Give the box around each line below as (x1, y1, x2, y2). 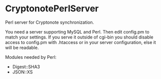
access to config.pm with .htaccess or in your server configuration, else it (5, 39, 157, 45)
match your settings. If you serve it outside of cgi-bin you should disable (5, 34, 154, 40)
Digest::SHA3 (12, 64, 40, 70)
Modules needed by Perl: (5, 54, 57, 60)
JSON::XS (12, 69, 33, 75)
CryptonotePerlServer (5, 3, 99, 14)
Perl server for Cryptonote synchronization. (5, 19, 94, 25)
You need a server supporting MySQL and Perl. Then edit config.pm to (5, 29, 150, 35)
